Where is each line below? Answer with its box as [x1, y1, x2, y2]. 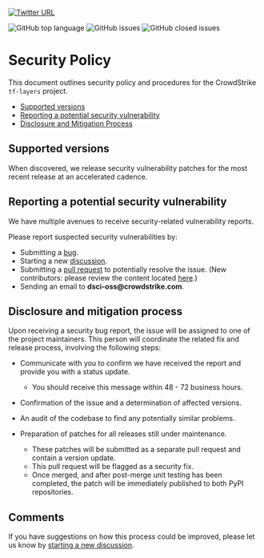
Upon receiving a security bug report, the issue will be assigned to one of [8, 325, 250, 336]
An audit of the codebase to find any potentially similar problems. [19, 414, 235, 423]
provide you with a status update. [19, 367, 130, 377]
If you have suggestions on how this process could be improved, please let [8, 532, 255, 541]
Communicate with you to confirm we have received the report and [19, 358, 242, 368]
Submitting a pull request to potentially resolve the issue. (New [19, 265, 226, 274]
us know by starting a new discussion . [8, 540, 134, 550]
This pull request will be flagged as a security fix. [31, 462, 194, 471]
